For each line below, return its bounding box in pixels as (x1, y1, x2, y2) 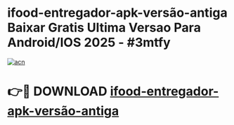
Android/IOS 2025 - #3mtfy (7, 35, 171, 50)
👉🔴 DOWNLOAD (7, 84, 108, 99)
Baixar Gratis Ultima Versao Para (7, 20, 202, 36)
